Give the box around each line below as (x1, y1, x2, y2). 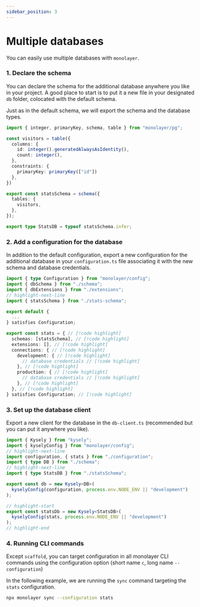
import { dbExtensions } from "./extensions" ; (6, 286, 124, 292)
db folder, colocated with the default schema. (6, 95, 117, 102)
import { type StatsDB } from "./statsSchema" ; (6, 470, 127, 476)
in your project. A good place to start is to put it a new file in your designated (6, 89, 195, 96)
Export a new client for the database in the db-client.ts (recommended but (6, 419, 193, 426)
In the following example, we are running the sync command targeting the (6, 577, 187, 584)
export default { (6, 309, 50, 315)
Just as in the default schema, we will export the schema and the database (6, 107, 190, 114)
